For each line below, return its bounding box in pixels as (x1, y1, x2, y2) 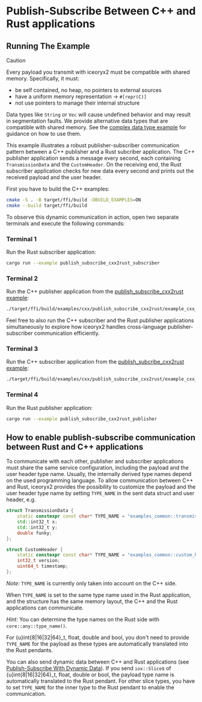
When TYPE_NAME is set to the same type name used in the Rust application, (6, 591, 191, 599)
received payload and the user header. (6, 174, 102, 181)
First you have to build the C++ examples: (6, 185, 110, 192)
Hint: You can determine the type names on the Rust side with (6, 615, 159, 623)
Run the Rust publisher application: (6, 404, 93, 411)
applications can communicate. (6, 604, 84, 611)
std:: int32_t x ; (17, 519, 58, 525)
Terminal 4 (6, 391, 38, 399)
